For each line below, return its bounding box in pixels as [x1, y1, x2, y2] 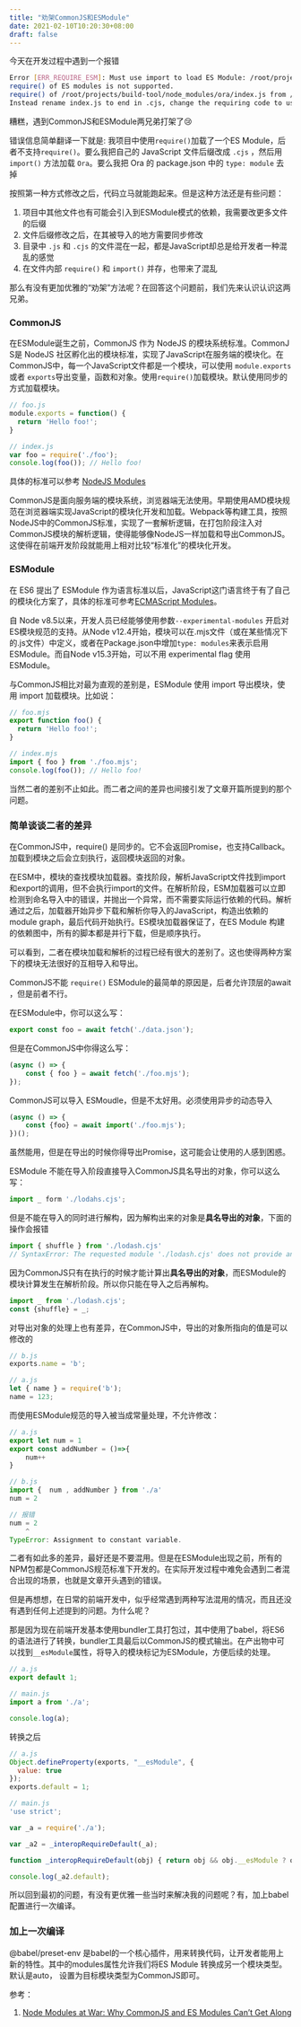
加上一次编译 [9, 1926, 65, 1938]
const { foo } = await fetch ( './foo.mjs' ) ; [25, 1069, 191, 1078]
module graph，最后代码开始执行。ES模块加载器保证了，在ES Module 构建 [9, 917, 285, 928]
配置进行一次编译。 [9, 1900, 81, 1911]
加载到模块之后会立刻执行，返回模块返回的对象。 [9, 852, 190, 863]
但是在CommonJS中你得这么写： [9, 1043, 132, 1053]
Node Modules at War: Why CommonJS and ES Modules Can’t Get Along [21, 2006, 292, 2017]
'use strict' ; [9, 1807, 63, 1817]
